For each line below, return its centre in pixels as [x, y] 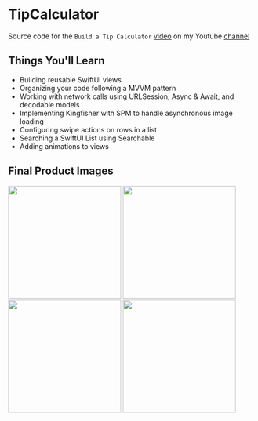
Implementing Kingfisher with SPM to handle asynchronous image [126, 113]
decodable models [49, 104]
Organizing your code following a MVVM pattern [98, 88]
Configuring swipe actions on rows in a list [88, 129]
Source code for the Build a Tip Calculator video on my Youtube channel [129, 36]
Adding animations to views [64, 146]
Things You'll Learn [56, 61]
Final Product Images [61, 171]
